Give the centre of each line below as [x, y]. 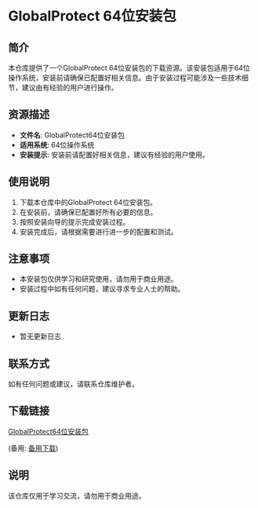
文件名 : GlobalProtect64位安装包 [72, 135]
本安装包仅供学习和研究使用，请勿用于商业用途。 [98, 279]
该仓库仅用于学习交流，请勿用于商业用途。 [77, 495]
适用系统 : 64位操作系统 [57, 144]
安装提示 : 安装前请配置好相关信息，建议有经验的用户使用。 [114, 155]
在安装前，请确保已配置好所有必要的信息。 [88, 212]
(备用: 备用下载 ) [33, 448]
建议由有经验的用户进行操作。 [70, 88]
